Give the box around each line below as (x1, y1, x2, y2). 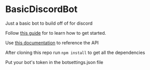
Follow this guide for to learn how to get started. (5, 30, 106, 36)
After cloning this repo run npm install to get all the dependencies (5, 49, 145, 55)
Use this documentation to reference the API (5, 39, 99, 46)
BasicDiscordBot (5, 4, 78, 15)
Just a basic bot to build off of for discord (5, 20, 93, 26)
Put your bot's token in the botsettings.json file (5, 59, 104, 65)
